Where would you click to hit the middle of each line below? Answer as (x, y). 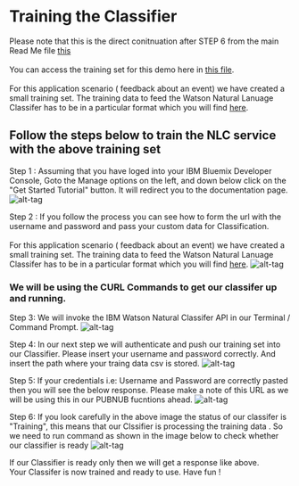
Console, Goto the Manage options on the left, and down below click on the (148, 180)
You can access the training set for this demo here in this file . (122, 70)
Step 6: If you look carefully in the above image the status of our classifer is (148, 417)
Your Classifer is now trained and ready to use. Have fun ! (115, 472)
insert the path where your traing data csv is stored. (104, 364)
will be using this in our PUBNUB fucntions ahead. (101, 400)
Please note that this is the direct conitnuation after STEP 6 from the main (144, 41)
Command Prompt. (44, 327)
